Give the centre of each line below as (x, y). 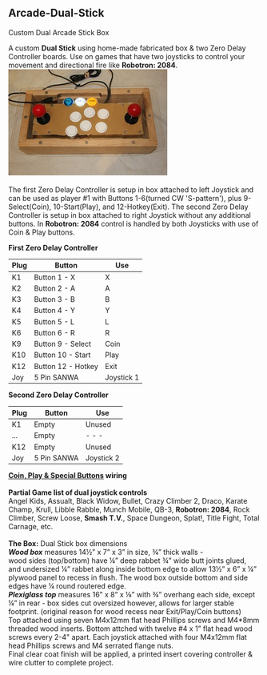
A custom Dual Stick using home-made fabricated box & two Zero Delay (127, 48)
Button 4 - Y (55, 311)
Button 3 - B (55, 299)
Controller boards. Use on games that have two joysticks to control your (127, 56)
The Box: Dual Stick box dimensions (68, 544)
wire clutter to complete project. (61, 663)
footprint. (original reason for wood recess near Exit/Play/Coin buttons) (125, 612)
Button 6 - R (55, 332)
